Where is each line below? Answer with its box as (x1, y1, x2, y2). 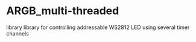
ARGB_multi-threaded (6, 4, 119, 18)
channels (6, 30, 29, 37)
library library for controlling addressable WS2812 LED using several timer (6, 24, 190, 31)
